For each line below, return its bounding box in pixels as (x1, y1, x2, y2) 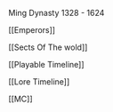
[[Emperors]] (8, 25, 55, 35)
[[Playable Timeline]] (8, 60, 85, 69)
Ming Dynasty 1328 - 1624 (8, 8, 105, 18)
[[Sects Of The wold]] (8, 42, 88, 52)
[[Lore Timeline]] (8, 76, 70, 87)
